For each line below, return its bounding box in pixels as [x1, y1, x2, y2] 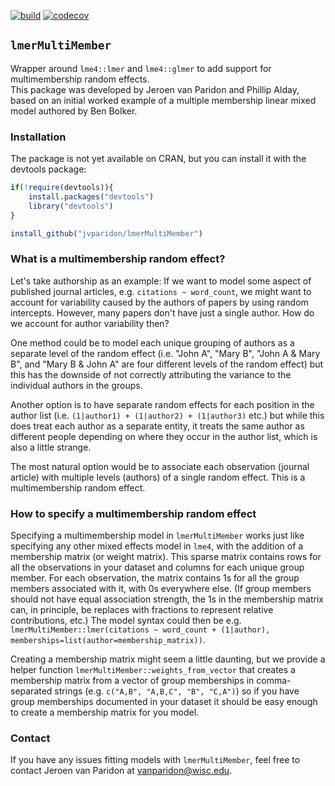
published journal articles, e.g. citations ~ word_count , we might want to [10, 285, 312, 297]
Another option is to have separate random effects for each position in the [10, 398, 315, 410]
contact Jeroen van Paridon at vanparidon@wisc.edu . [10, 765, 233, 777]
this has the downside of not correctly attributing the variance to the [10, 368, 292, 380]
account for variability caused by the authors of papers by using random [10, 296, 309, 308]
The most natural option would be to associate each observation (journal [10, 460, 310, 472]
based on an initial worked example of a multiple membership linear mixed [10, 94, 317, 106]
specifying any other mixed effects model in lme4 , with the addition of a [10, 540, 304, 552]
